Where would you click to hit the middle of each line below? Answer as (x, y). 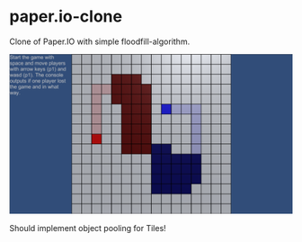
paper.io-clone (66, 17)
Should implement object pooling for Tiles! (88, 228)
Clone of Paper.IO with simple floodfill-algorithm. (100, 41)
